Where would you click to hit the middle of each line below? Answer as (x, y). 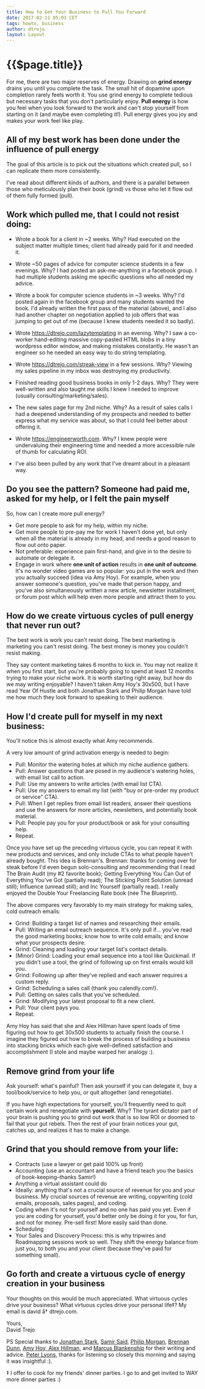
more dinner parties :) (34, 1379)
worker (24, 339)
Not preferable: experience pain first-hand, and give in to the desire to (103, 551)
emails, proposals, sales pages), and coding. (71, 1203)
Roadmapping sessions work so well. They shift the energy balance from (106, 1242)
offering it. (28, 427)
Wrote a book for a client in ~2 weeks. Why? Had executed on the (98, 239)
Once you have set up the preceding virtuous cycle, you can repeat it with (99, 848)
